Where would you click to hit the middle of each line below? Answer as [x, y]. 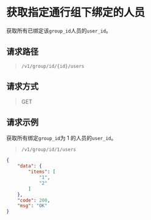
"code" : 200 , [34, 200]
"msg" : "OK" [32, 206]
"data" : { [30, 166]
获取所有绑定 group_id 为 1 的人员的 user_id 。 [61, 138]
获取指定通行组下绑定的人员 [76, 13]
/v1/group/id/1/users [48, 150]
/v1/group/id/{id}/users [53, 66]
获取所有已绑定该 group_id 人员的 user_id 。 [59, 31]
